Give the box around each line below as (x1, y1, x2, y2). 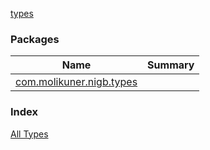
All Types (10, 128, 49, 140)
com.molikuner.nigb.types (15, 75, 138, 89)
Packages (10, 32, 60, 46)
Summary (147, 58, 195, 72)
